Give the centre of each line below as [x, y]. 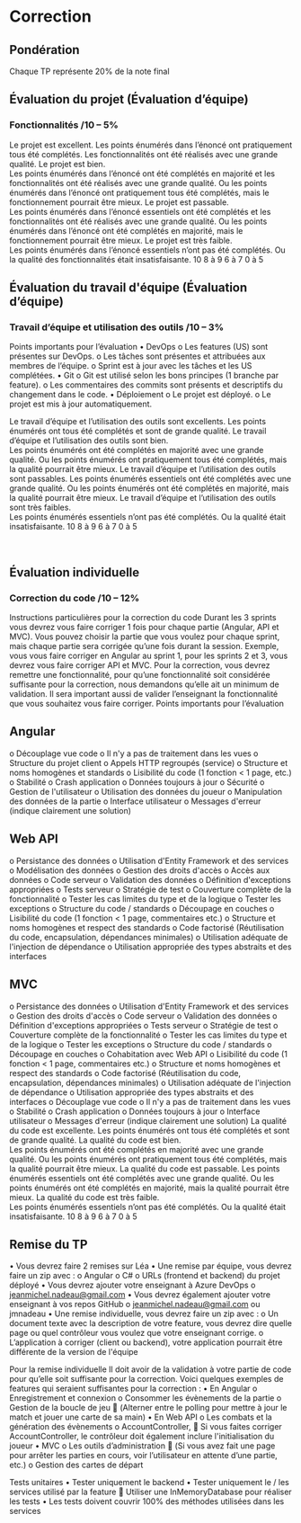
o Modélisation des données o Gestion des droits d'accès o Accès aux [140, 870]
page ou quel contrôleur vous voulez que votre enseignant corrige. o [137, 1333]
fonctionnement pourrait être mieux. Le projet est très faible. [121, 240]
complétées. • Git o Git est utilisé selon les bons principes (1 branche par [144, 376]
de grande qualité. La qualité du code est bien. [95, 1140]
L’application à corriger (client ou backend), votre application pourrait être [146, 1342]
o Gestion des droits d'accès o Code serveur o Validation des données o [143, 1015]
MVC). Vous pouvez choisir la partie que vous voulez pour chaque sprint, [145, 637]
